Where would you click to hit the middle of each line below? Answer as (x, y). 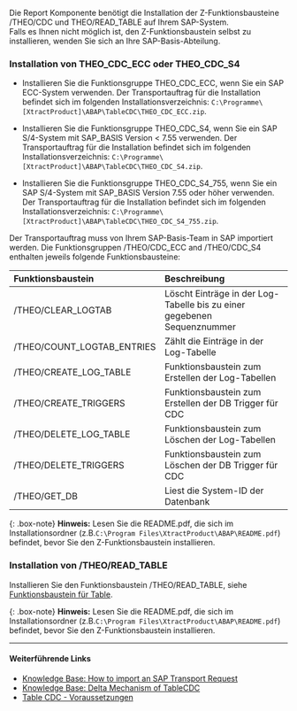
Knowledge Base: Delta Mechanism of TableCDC (111, 688)
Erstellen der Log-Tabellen (221, 378)
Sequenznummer (200, 327)
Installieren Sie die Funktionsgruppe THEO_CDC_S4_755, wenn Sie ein (149, 183)
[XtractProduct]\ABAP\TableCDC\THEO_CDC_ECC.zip (113, 112)
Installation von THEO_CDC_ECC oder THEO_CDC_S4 (125, 64)
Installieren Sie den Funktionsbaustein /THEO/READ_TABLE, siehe (128, 584)
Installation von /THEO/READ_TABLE (88, 566)
